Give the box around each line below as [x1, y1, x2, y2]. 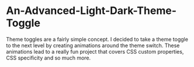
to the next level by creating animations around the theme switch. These [6, 42, 180, 49]
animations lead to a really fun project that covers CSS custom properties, [6, 48, 184, 55]
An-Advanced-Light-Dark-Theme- [6, 4, 177, 17]
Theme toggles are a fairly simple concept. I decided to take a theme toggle [6, 36, 189, 43]
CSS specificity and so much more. [6, 54, 91, 61]
